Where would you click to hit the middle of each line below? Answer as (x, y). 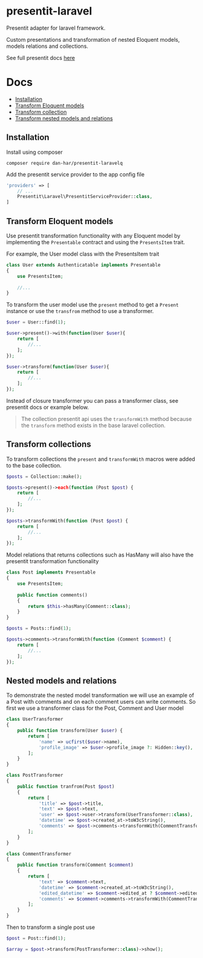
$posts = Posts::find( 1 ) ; (39, 629)
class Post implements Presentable (51, 573)
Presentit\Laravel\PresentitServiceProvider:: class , (85, 197)
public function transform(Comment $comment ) (76, 865)
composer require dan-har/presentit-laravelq (64, 163)
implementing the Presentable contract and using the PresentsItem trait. (96, 242)
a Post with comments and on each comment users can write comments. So (101, 702)
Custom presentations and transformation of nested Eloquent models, (93, 39)
